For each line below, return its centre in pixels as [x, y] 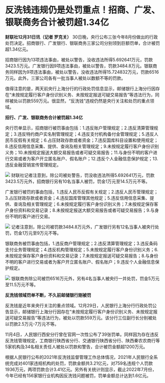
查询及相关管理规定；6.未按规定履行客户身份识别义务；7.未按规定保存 [84, 204]
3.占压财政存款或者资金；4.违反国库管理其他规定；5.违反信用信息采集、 [77, 198]
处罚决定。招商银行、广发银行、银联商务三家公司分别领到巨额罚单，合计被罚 [82, 43]
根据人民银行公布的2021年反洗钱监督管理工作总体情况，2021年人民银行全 [79, 357]
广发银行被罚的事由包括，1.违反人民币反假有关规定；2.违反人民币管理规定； [82, 192]
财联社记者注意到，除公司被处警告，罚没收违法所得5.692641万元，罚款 [83, 175]
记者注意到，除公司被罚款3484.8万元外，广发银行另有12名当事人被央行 [83, 227]
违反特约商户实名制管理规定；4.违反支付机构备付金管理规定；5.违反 [86, 134]
